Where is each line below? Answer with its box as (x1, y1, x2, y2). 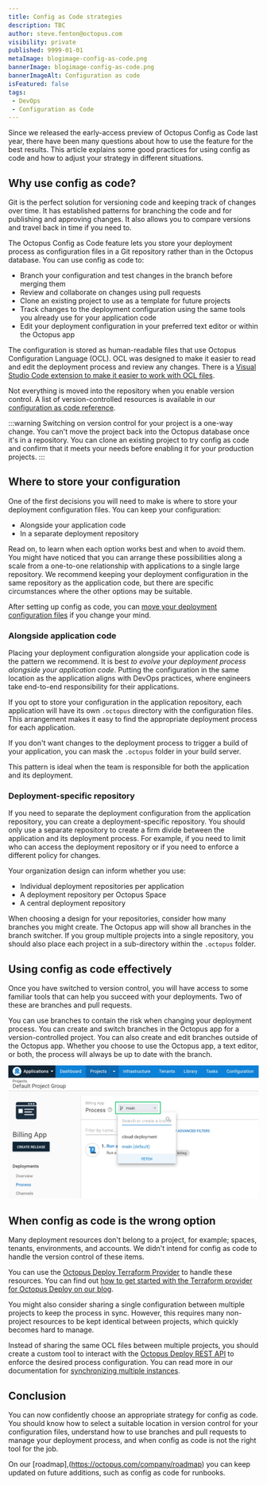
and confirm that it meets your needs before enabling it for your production (8, 444, 254, 454)
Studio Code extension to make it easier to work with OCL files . (8, 371, 215, 380)
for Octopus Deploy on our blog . (8, 1284, 114, 1294)
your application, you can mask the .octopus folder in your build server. (8, 746, 242, 756)
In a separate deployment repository (19, 528, 139, 538)
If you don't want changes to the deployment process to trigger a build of (8, 739, 249, 748)
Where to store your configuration (8, 475, 181, 489)
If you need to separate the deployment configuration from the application (8, 809, 251, 818)
